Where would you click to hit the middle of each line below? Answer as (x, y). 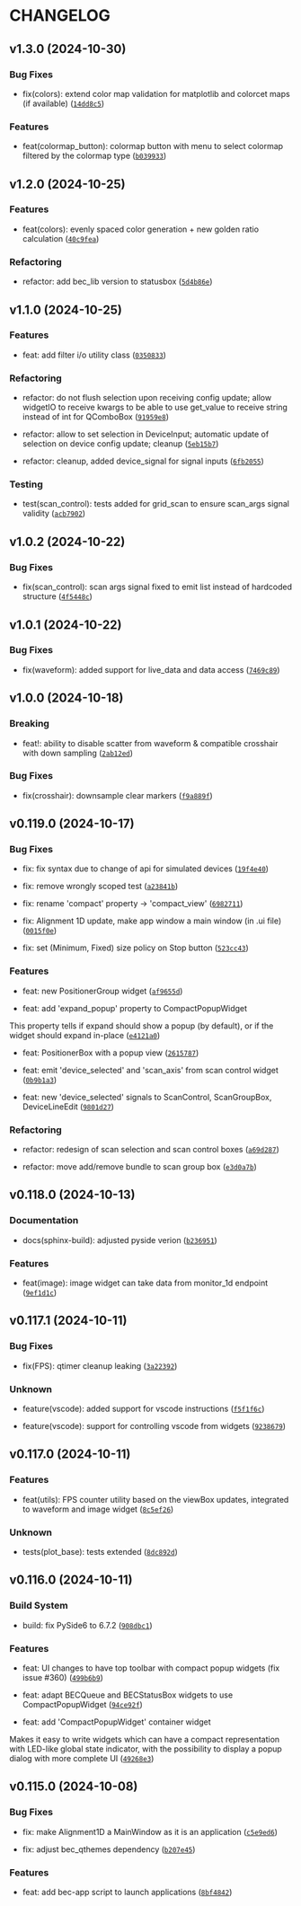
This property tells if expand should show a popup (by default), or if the (142, 1026)
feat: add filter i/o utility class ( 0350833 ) (94, 355)
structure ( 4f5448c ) (57, 596)
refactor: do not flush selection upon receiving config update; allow (147, 398)
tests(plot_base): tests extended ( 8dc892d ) (100, 1552)
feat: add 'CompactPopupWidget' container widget (116, 1722)
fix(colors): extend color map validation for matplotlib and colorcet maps (156, 93)
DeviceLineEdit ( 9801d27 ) (68, 1107)
